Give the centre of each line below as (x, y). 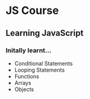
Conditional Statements (43, 63)
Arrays (23, 83)
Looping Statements (39, 70)
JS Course (32, 11)
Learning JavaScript (45, 33)
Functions (27, 76)
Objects (24, 89)
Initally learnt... (29, 50)
